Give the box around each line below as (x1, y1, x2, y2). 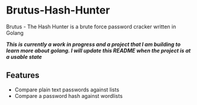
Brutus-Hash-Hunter (6, 4, 110, 17)
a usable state (6, 53, 42, 60)
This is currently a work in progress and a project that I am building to (6, 41, 181, 48)
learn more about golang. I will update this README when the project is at (6, 47, 191, 54)
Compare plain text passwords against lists (14, 86, 120, 93)
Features (6, 70, 40, 80)
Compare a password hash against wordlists (14, 92, 123, 99)
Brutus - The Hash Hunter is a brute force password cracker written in (6, 23, 176, 30)
